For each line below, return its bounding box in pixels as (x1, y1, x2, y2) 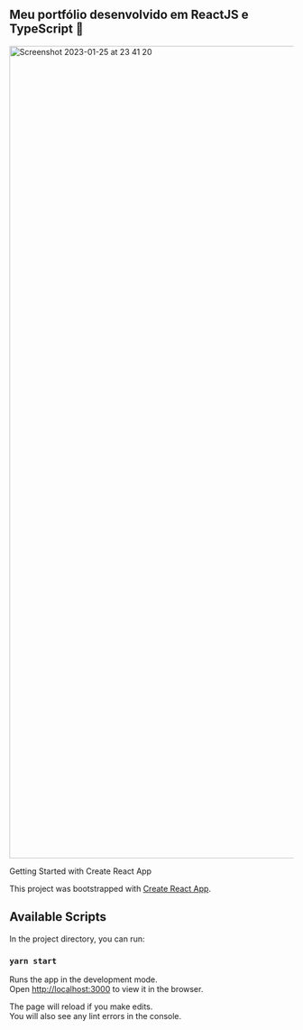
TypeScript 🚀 (9, 22, 84, 37)
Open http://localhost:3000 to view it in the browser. (9, 983, 204, 994)
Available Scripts (9, 909, 106, 924)
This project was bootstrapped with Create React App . (9, 883, 212, 894)
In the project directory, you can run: (9, 933, 145, 944)
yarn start (9, 956, 57, 966)
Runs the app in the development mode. (9, 974, 158, 985)
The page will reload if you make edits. (9, 1001, 153, 1012)
